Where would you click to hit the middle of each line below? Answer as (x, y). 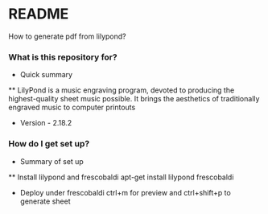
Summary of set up (52, 161)
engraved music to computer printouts (72, 107)
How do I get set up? (49, 144)
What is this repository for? (63, 57)
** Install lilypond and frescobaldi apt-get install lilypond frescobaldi (121, 177)
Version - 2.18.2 (46, 123)
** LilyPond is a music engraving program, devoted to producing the (122, 90)
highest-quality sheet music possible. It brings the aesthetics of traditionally (134, 99)
